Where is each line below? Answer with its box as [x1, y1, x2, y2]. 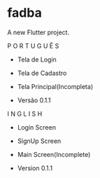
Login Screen [17, 123, 56, 131]
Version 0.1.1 [17, 163, 53, 172]
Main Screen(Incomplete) [17, 150, 91, 158]
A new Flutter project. [7, 28, 70, 36]
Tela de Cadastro [17, 69, 67, 77]
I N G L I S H [7, 109, 43, 118]
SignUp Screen [17, 137, 62, 145]
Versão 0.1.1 [17, 96, 51, 104]
